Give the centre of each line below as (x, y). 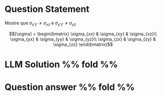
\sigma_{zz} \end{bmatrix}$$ (83, 44)
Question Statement (47, 9)
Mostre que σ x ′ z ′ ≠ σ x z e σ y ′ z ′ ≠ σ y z (40, 23)
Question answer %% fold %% (70, 87)
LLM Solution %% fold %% (61, 64)
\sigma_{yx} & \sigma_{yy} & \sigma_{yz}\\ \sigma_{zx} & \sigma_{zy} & (83, 39)
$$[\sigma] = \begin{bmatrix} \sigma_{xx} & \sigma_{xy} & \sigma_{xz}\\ (83, 34)
